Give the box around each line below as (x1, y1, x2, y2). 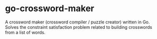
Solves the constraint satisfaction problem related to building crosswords (5, 24, 153, 30)
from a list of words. (5, 29, 45, 35)
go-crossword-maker (5, 3, 94, 14)
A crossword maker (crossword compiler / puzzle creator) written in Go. (5, 19, 150, 25)
